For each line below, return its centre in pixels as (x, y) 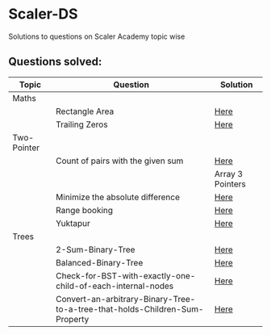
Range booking (85, 210)
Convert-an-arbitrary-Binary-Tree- (126, 299)
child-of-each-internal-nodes (115, 286)
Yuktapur (73, 223)
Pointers (230, 184)
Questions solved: (55, 62)
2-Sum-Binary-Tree (96, 249)
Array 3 (229, 174)
